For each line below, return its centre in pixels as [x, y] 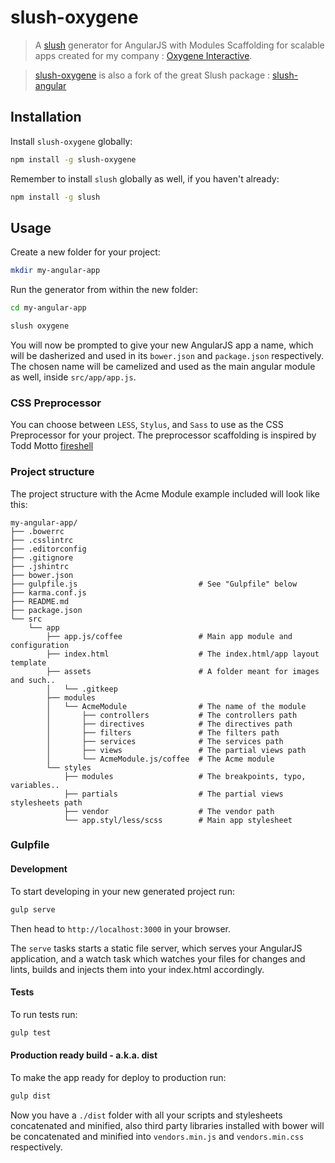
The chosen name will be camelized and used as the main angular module [163, 366]
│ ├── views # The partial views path [176, 750]
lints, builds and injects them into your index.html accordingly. [137, 969]
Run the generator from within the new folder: [104, 290]
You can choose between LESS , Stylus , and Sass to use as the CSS [147, 425]
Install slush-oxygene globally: [71, 141]
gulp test [31, 1032]
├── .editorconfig [48, 549]
